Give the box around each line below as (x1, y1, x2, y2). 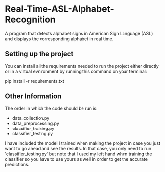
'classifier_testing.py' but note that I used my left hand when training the (5, 151, 152, 157)
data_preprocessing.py (12, 120, 59, 126)
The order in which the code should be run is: (5, 105, 98, 111)
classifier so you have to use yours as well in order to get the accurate (5, 156, 148, 162)
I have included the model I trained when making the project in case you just (5, 140, 161, 146)
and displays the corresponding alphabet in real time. (5, 36, 114, 42)
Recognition (5, 14, 56, 25)
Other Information (5, 92, 62, 101)
